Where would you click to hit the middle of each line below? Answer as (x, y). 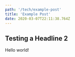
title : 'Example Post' (28, 14)
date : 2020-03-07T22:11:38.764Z (37, 19)
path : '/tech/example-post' (33, 9)
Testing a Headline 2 (37, 38)
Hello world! (17, 50)
